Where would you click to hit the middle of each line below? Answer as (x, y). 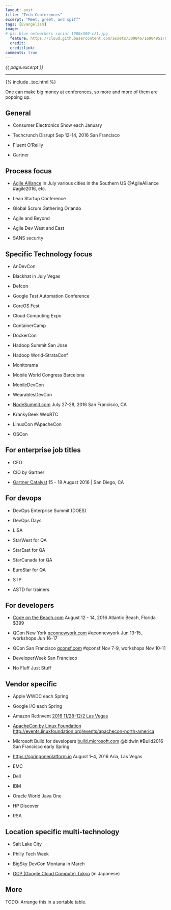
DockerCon (24, 335)
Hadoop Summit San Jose (40, 345)
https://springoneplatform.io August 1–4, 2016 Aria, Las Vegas (77, 757)
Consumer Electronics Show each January (57, 125)
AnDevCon (24, 266)
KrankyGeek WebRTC (35, 414)
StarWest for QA (30, 540)
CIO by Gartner (28, 472)
